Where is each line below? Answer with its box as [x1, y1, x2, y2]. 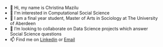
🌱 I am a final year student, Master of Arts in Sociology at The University [9, 15, 158, 21]
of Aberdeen [9, 20, 36, 26]
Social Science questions [9, 31, 62, 37]
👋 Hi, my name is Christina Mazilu [9, 5, 79, 10]
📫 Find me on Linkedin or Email [9, 37, 76, 42]
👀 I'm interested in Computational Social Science [9, 10, 110, 16]
